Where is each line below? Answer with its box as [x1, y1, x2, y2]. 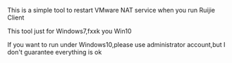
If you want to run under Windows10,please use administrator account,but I [7, 41, 226, 48]
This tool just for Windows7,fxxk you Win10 [7, 27, 132, 35]
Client [7, 13, 25, 22]
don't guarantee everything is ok [7, 48, 102, 56]
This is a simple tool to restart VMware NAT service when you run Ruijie [7, 6, 215, 14]
